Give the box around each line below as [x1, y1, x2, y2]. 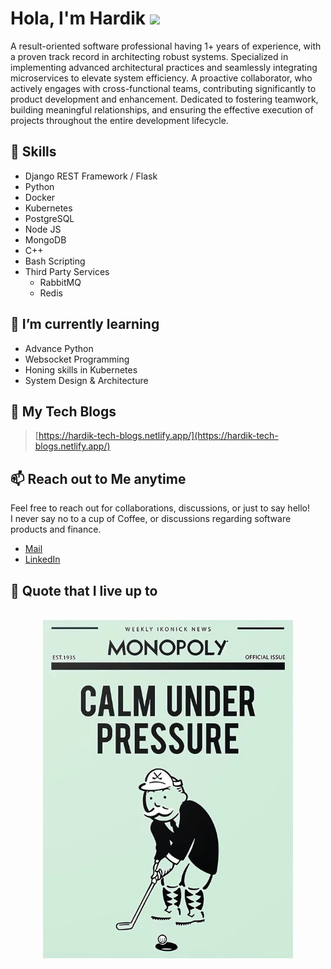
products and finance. [10, 523, 102, 536]
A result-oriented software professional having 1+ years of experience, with [10, 40, 322, 52]
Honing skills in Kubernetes [24, 363, 138, 376]
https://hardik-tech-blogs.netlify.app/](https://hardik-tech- [38, 430, 279, 442]
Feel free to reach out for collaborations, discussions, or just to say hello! [10, 502, 311, 514]
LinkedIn [24, 553, 61, 566]
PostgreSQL [24, 212, 75, 224]
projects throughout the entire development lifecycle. [10, 114, 229, 126]
